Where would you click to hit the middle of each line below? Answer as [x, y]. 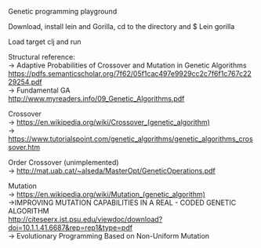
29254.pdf [25, 82]
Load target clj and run [45, 42]
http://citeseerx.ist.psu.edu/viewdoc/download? [85, 219]
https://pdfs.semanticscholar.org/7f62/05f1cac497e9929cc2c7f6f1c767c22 [130, 73]
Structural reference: [42, 57]
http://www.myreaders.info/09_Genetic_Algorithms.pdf [96, 98]
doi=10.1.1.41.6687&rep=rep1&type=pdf [71, 228]
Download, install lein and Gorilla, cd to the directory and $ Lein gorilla [121, 26]
